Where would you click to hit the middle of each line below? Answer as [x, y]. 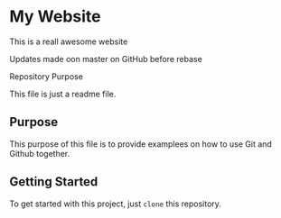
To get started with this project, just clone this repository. [115, 204]
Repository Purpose [47, 76]
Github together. [40, 153]
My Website [55, 17]
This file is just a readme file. [63, 94]
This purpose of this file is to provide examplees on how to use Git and [141, 144]
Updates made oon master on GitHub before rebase [106, 59]
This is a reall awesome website [69, 41]
